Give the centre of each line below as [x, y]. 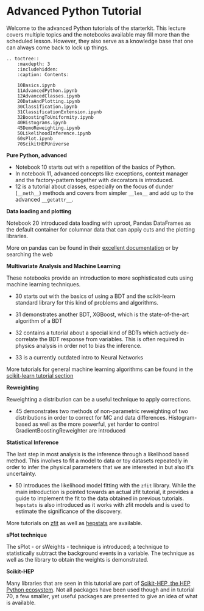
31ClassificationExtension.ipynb [60, 112]
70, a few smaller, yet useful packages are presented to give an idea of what [102, 596]
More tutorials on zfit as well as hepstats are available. [74, 523]
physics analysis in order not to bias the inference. [78, 345]
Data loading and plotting [39, 211]
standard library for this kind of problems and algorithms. [86, 302]
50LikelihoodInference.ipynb [54, 133]
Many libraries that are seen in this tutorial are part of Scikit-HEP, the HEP [98, 583]
